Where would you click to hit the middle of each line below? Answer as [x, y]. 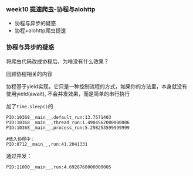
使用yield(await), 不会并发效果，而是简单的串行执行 [68, 94]
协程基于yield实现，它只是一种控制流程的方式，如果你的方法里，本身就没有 [97, 86]
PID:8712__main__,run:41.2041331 [47, 144]
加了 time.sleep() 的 [30, 106]
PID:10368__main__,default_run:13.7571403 [59, 117]
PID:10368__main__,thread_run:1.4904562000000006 [68, 122]
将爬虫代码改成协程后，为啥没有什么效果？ [57, 61]
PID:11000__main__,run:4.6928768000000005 [59, 167]
